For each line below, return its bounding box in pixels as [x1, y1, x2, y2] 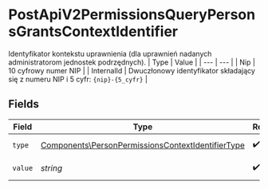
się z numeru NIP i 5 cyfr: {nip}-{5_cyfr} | [8, 74, 148, 84]
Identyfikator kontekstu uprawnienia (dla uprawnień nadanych [8, 49, 212, 58]
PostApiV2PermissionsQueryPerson [8, 6, 256, 24]
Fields [8, 97, 40, 111]
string [40, 162, 62, 173]
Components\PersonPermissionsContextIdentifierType [40, 140, 245, 151]
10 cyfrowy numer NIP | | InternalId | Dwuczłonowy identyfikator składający [8, 65, 255, 75]
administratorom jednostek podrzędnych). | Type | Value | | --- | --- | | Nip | [8, 57, 255, 67]
